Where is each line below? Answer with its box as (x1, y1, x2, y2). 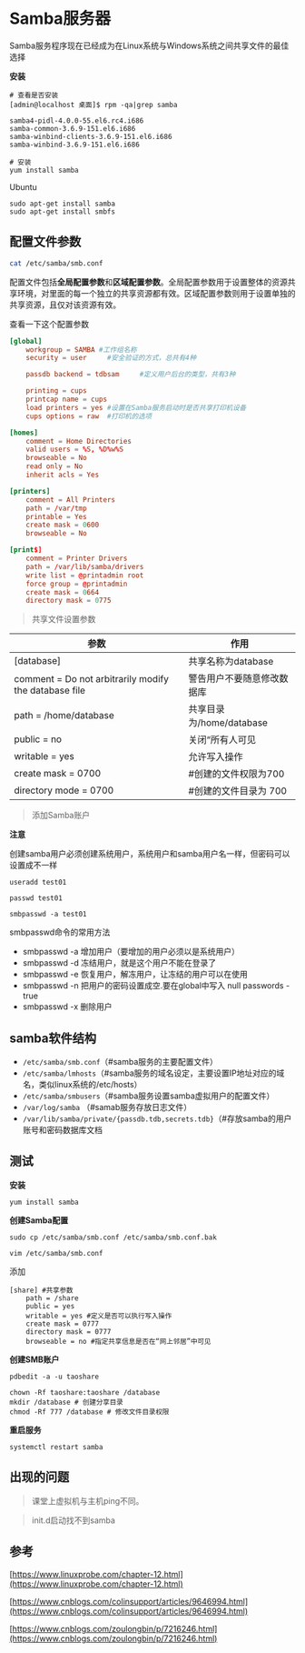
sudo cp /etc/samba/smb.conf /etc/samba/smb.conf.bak (9, 1233, 218, 1242)
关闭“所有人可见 (188, 734, 257, 746)
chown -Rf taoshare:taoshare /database (9, 1388, 161, 1397)
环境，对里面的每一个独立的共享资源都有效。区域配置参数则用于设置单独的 (16, 287, 296, 298)
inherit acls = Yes (25, 470, 100, 479)
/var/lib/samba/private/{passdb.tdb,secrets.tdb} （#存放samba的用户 (22, 1113, 292, 1124)
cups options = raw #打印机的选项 (25, 411, 152, 421)
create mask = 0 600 (25, 520, 100, 530)
